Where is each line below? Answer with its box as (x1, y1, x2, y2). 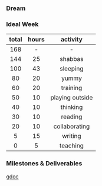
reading (61, 113, 83, 121)
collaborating (53, 123, 90, 131)
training (61, 84, 83, 92)
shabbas (60, 55, 84, 63)
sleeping (60, 65, 84, 73)
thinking (60, 103, 83, 111)
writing (61, 132, 81, 140)
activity (61, 36, 83, 44)
